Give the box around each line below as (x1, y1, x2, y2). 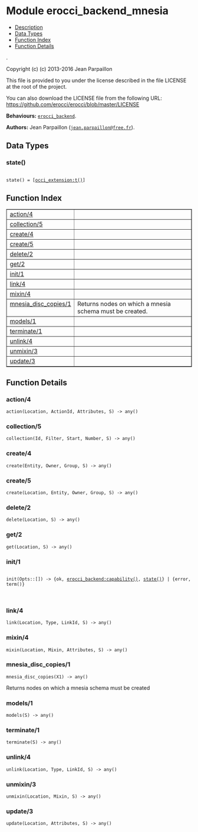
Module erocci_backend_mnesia (6, 4, 169, 18)
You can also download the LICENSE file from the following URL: (6, 94, 163, 102)
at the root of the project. (6, 83, 67, 90)
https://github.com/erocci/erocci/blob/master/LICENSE (6, 100, 140, 107)
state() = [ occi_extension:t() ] (6, 177, 85, 183)
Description (14, 24, 43, 31)
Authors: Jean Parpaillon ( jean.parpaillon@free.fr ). (6, 123, 135, 130)
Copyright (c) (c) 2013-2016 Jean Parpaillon (6, 65, 113, 72)
